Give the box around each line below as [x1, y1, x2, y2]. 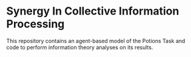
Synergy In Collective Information [6, 4, 179, 18]
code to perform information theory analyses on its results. [6, 44, 153, 51]
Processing [6, 17, 65, 31]
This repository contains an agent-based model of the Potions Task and [6, 37, 186, 44]
